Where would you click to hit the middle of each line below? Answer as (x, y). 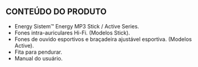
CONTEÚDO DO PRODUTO (56, 12)
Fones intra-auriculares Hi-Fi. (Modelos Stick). (72, 33)
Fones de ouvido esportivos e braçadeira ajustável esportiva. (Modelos (103, 39)
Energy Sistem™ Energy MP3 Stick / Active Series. (77, 26)
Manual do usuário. (38, 58)
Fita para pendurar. (38, 52)
